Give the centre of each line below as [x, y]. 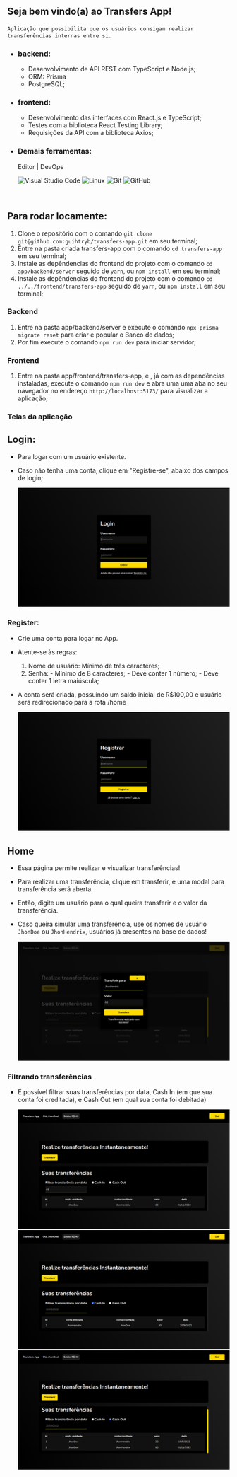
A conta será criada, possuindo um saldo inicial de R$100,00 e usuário [120, 694]
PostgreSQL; [47, 84]
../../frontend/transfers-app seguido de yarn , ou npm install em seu [121, 286]
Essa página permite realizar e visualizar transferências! [99, 868]
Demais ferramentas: [54, 151]
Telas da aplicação [40, 417]
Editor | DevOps [41, 166]
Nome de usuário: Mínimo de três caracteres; [94, 666]
